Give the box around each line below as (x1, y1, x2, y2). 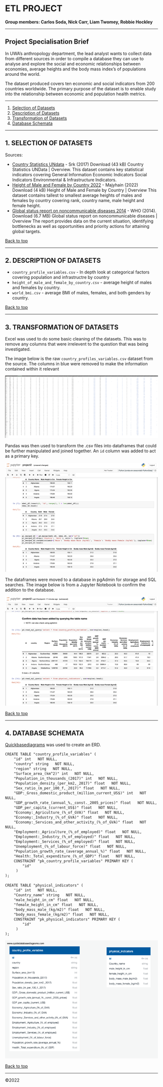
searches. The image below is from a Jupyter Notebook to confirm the (5, 581, 146, 588)
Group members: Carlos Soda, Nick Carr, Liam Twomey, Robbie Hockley (5, 19, 153, 25)
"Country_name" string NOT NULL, (14, 893, 86, 898)
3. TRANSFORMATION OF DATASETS (5, 323, 119, 331)
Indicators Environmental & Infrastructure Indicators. (12, 177, 117, 183)
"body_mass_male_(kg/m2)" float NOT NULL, (14, 907, 105, 912)
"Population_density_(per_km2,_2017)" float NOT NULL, (14, 781, 131, 786)
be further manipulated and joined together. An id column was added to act (5, 448, 156, 454)
